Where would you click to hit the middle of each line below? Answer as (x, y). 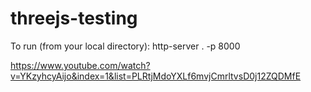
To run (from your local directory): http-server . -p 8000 (125, 46)
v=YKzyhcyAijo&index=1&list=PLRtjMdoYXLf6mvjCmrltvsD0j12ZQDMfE (156, 76)
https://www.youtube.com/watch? (80, 65)
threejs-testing (74, 18)
